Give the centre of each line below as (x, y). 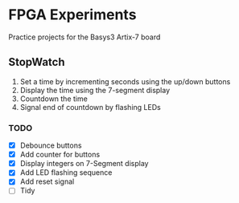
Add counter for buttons (60, 155)
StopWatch (37, 62)
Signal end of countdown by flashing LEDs (90, 107)
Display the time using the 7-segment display (95, 90)
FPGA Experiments (72, 15)
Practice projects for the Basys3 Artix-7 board (84, 37)
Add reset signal (47, 181)
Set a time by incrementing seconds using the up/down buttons (125, 81)
